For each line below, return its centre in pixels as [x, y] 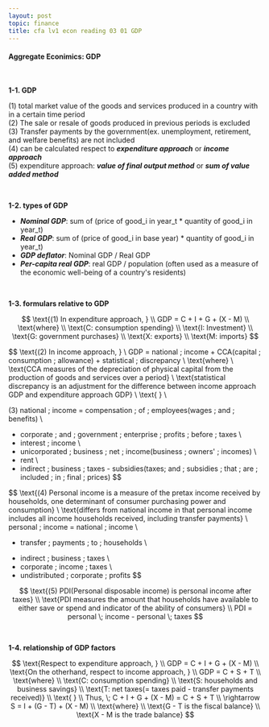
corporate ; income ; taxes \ [66, 566]
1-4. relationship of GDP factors [62, 647]
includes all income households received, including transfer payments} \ [128, 518]
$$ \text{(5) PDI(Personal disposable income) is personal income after [135, 591]
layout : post [30, 16]
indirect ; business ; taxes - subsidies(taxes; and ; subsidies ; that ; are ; [139, 469]
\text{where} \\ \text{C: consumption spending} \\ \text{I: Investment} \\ [135, 328]
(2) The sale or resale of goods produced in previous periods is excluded [129, 122]
